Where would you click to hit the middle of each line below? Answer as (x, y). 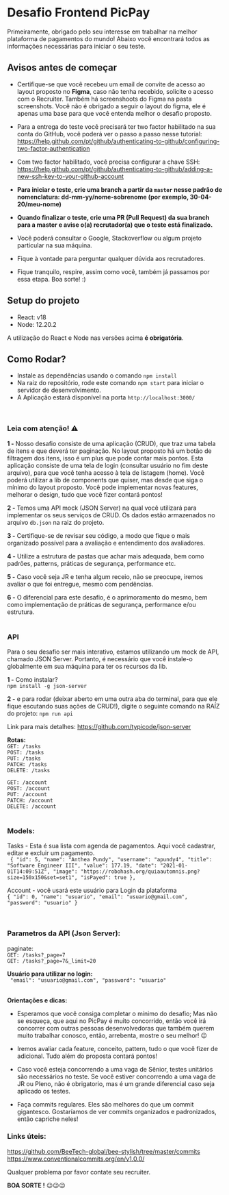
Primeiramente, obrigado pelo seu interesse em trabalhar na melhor (102, 32)
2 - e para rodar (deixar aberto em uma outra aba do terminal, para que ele (112, 699)
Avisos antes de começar (62, 67)
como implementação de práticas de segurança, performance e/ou (102, 604)
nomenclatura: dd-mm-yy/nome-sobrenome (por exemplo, (103, 197)
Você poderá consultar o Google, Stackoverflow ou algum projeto (109, 238)
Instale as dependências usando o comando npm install (97, 375)
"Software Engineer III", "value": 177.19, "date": (82, 866)
